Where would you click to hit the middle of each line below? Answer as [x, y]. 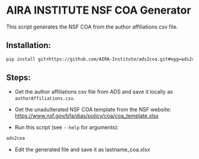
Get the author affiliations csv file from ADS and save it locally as [94, 92]
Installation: [29, 45]
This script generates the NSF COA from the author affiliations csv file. [92, 27]
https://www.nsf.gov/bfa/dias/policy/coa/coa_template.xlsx [86, 116]
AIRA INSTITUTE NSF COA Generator [99, 10]
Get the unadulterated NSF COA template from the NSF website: [93, 110]
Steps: [18, 78]
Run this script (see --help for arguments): [67, 128]
